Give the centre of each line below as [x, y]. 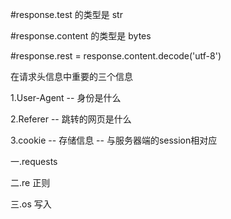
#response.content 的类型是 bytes [81, 36]
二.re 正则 [30, 182]
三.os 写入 [31, 204]
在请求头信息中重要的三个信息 [71, 76]
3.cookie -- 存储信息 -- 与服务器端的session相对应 [114, 140]
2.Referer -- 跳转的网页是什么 [71, 119]
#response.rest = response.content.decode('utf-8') [116, 56]
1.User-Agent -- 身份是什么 [66, 97]
